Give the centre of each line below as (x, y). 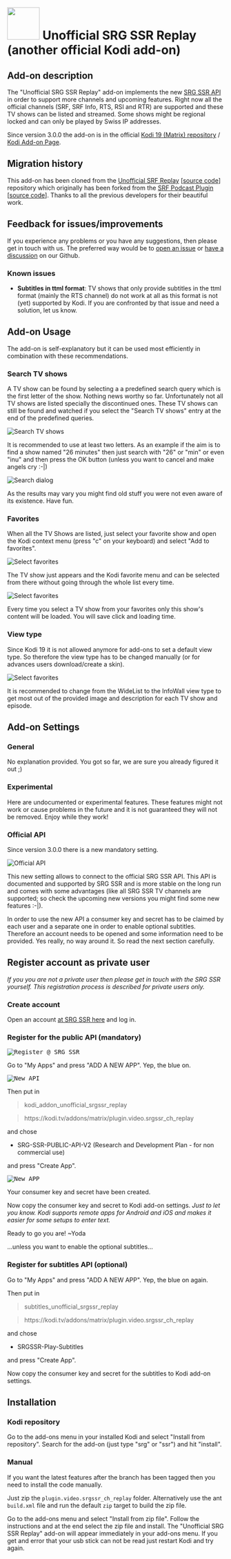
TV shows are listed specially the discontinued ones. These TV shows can (113, 404)
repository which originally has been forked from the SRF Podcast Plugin (110, 188)
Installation (32, 1402)
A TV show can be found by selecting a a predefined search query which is (114, 389)
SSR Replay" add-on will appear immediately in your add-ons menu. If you (113, 1533)
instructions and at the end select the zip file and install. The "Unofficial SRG (115, 1526)
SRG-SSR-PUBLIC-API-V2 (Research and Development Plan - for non (115, 1145)
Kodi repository (34, 1422)
